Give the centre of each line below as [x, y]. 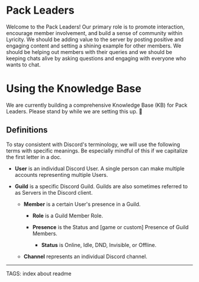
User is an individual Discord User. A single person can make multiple [99, 168]
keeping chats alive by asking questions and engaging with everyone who [96, 58]
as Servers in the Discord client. [54, 192]
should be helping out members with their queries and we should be [89, 52]
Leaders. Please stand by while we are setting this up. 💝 [74, 111]
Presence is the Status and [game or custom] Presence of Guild [110, 227]
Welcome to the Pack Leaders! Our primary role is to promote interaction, [95, 27]
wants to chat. [23, 64]
